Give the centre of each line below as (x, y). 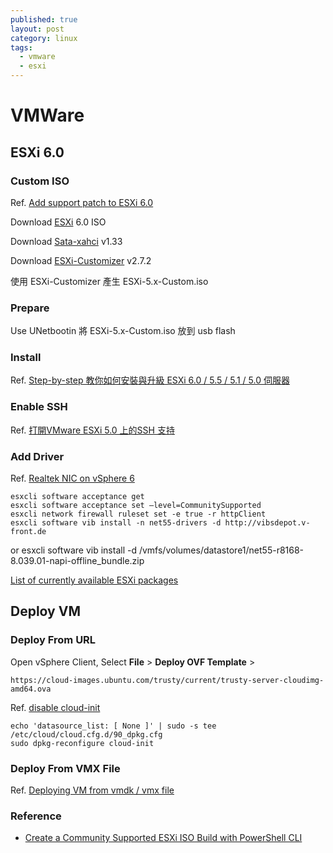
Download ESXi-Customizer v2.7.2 (81, 260)
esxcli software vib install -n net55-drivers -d (116, 523)
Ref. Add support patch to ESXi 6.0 (82, 202)
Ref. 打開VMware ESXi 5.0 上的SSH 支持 (92, 430)
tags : (21, 47)
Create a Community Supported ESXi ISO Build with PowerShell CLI (163, 838)
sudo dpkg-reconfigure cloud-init (82, 743)
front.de (28, 532)
